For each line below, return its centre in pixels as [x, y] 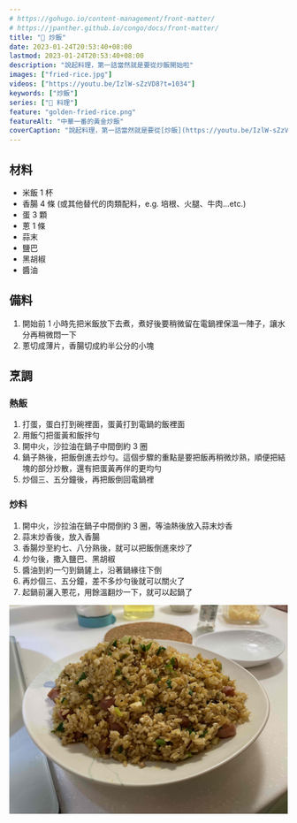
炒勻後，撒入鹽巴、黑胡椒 [69, 559]
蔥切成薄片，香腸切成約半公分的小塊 [88, 346]
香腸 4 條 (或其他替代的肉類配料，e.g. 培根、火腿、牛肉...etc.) [134, 203]
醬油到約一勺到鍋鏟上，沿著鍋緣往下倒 [91, 569]
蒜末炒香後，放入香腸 [61, 537]
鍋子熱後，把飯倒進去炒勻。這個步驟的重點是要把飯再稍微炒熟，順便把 [150, 457]
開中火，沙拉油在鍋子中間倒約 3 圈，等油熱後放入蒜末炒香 [127, 525]
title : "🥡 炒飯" [38, 37]
